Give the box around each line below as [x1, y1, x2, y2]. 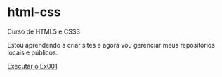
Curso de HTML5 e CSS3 [7, 27, 81, 36]
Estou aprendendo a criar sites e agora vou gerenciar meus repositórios [7, 41, 216, 49]
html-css [7, 4, 61, 20]
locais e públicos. [7, 48, 58, 57]
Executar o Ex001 [7, 62, 58, 70]
